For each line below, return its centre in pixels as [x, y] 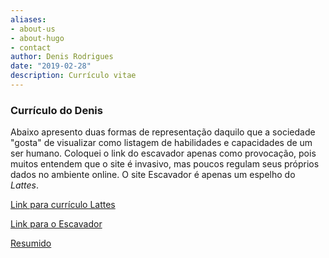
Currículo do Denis [56, 110]
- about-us [33, 29]
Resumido [31, 243]
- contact [31, 47]
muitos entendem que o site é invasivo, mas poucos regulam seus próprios [165, 164]
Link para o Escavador [56, 224]
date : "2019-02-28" [51, 66]
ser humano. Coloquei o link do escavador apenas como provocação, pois [163, 153]
